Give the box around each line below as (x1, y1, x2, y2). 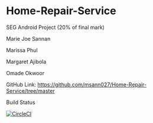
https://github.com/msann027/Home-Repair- (37, 81, 147, 88)
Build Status (6, 99, 35, 106)
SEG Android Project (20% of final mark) (6, 24, 105, 31)
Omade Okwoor (6, 69, 45, 76)
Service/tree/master (6, 87, 55, 94)
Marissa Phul (6, 46, 38, 54)
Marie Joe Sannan (6, 35, 51, 42)
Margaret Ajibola (6, 58, 47, 65)
